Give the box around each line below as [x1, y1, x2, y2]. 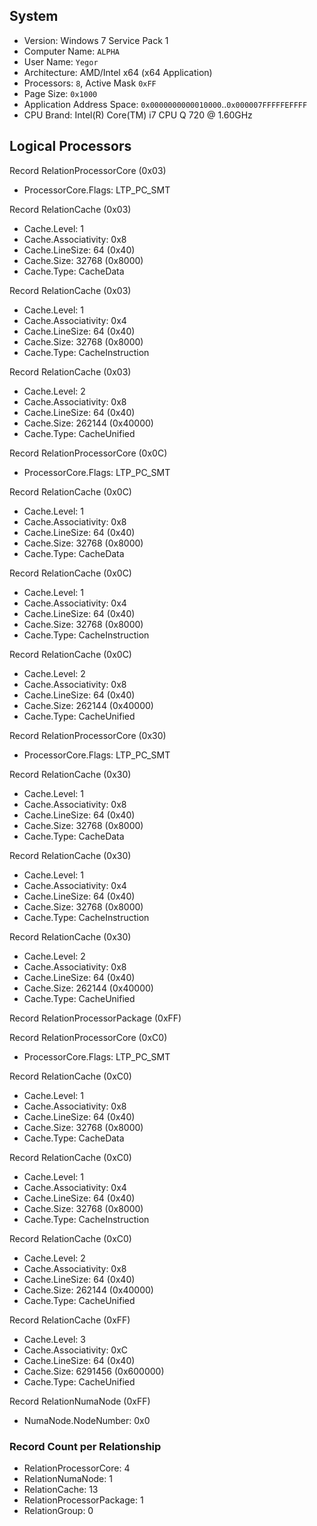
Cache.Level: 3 [23, 1333, 86, 1345]
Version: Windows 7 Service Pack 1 [23, 34, 169, 46]
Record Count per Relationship [9, 1439, 162, 1453]
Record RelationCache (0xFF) [9, 1314, 131, 1326]
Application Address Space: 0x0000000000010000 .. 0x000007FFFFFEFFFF [23, 98, 308, 110]
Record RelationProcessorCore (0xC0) [9, 1031, 168, 1043]
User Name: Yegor [23, 55, 99, 68]
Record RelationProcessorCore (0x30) [9, 729, 167, 741]
